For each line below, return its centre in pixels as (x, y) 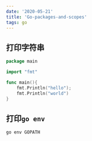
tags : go (17, 22)
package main (22, 61)
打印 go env (26, 118)
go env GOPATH (23, 132)
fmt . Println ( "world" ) (43, 93)
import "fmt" (22, 72)
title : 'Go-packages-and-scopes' (47, 17)
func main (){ (22, 82)
